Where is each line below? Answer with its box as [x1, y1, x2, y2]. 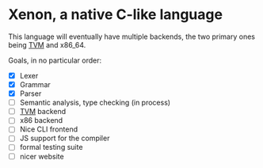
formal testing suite [19, 143, 83, 152]
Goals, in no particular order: [8, 55, 102, 65]
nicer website [19, 151, 65, 161]
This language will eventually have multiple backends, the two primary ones [8, 32, 256, 41]
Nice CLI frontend [19, 124, 78, 134]
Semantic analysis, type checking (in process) [19, 97, 171, 108]
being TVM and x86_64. [8, 40, 86, 49]
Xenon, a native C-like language [8, 6, 223, 24]
